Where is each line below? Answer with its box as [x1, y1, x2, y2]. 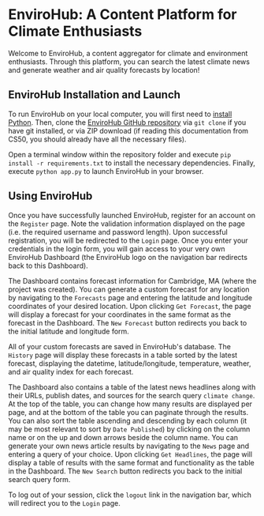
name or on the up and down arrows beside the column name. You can [8, 432, 239, 442]
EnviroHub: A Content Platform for [8, 6, 237, 24]
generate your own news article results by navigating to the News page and [8, 441, 250, 450]
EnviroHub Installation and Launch [8, 89, 181, 102]
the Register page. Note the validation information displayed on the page [8, 219, 246, 228]
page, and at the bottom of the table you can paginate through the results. [8, 407, 249, 416]
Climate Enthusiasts [8, 22, 143, 40]
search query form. [8, 474, 71, 484]
